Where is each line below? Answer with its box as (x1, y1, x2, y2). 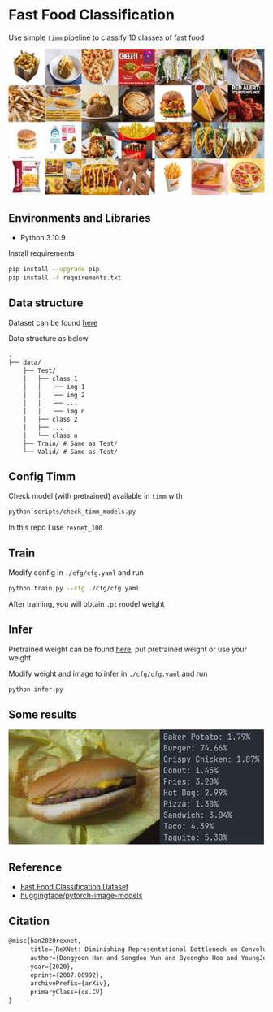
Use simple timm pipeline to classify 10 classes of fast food (8, 32, 205, 42)
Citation (8, 914, 50, 928)
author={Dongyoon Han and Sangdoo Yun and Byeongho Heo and (29, 954, 238, 962)
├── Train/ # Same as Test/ (23, 439, 118, 448)
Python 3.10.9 (19, 232, 67, 242)
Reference (8, 860, 63, 874)
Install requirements (8, 248, 75, 257)
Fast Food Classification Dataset (19, 882, 128, 892)
